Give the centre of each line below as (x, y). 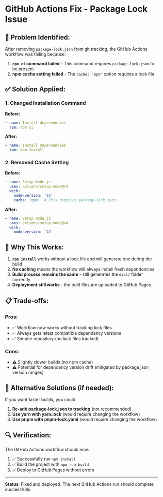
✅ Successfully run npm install (44, 459)
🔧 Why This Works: (34, 247)
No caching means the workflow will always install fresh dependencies (83, 269)
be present (23, 69)
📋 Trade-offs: (27, 301)
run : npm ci (22, 127)
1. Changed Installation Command (46, 103)
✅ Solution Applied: (35, 89)
